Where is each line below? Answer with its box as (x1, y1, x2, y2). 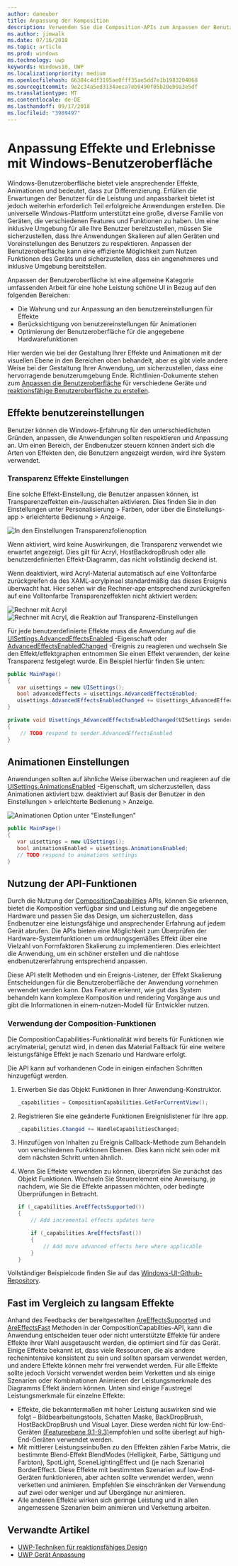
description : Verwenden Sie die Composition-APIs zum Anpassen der (7, 23, 211, 31)
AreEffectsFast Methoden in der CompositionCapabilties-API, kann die (7, 1324, 212, 1332)
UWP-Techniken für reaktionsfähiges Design (17, 1543, 147, 1552)
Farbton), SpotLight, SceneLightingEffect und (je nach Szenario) (17, 1458, 205, 1466)
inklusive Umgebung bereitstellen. (7, 262, 107, 270)
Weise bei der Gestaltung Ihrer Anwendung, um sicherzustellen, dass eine (7, 363, 223, 372)
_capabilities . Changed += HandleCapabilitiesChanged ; (17, 1125, 180, 1132)
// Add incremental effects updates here (30, 1217, 154, 1224)
